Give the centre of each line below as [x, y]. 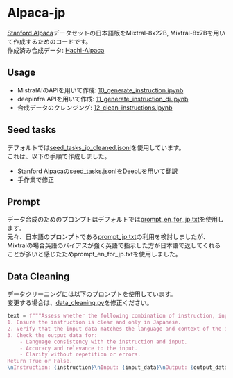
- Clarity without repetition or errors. [80, 355]
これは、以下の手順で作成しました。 [59, 156]
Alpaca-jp [36, 13]
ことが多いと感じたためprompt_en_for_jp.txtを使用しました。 [94, 254]
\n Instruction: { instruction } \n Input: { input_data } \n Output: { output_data [118, 368]
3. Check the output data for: [52, 335]
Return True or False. [40, 361]
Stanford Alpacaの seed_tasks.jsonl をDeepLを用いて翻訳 [97, 171]
